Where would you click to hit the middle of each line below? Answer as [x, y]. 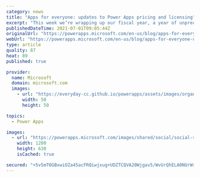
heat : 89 [17, 56]
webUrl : [16, 39]
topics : [16, 116]
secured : [17, 165]
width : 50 [34, 100]
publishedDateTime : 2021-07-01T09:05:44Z [58, 28]
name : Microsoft [32, 78]
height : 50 [35, 105]
